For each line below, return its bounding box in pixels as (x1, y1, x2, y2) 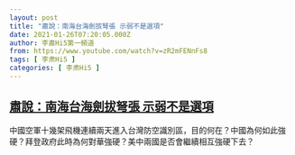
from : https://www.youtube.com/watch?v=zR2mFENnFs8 (9, 47, 207, 56)
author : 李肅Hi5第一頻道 (9, 38, 95, 48)
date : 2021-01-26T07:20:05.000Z (9, 30, 131, 39)
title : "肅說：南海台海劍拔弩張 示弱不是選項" (9, 22, 164, 31)
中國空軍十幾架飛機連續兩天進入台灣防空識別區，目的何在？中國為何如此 (9, 124, 278, 135)
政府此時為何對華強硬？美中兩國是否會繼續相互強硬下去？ (40, 136, 254, 147)
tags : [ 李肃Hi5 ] (9, 55, 76, 64)
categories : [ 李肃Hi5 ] (9, 64, 100, 73)
